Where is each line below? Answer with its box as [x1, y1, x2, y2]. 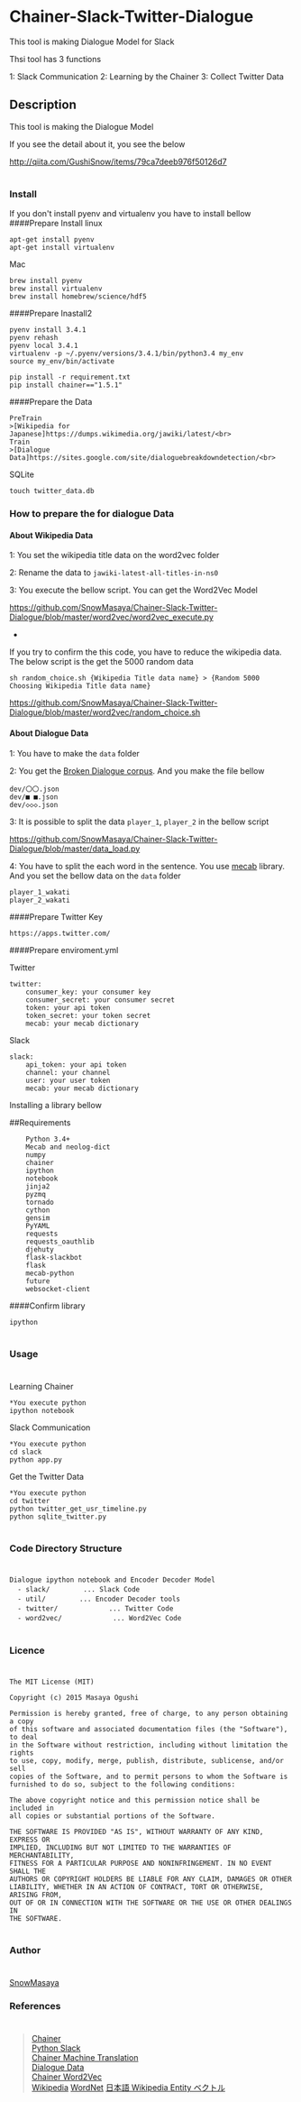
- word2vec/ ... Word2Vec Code [17, 1614, 182, 1623]
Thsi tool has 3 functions [9, 53, 102, 64]
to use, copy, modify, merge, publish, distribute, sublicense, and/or [9, 1756, 284, 1765]
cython [25, 1206, 50, 1215]
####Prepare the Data [9, 397, 93, 408]
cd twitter [9, 1497, 50, 1506]
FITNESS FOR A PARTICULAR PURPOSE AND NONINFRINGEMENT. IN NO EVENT [9, 1859, 272, 1868]
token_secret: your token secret [25, 1011, 151, 1020]
